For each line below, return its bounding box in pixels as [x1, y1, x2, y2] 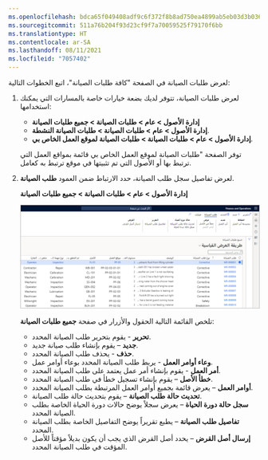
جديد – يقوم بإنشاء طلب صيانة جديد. [31, 340, 139, 350]
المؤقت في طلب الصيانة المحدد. [31, 442, 128, 452]
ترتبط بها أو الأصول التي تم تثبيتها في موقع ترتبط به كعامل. [19, 158, 191, 167]
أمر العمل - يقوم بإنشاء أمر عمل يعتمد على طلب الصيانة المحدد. [31, 366, 221, 375]
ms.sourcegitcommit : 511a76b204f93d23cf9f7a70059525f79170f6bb [8, 21, 223, 29]
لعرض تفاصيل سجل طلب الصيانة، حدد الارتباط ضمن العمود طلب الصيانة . [19, 174, 235, 183]
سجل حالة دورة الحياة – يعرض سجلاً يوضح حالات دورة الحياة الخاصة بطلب [31, 399, 249, 410]
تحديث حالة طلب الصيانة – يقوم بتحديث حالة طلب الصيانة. [31, 391, 202, 401]
